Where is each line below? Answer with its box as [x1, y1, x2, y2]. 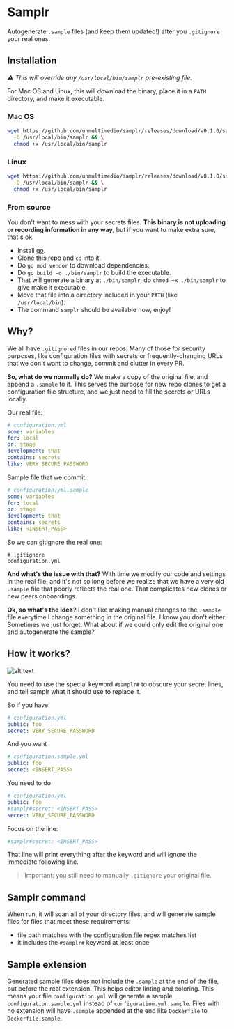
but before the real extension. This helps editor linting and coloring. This [7, 984, 214, 993]
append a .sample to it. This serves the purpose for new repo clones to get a [7, 380, 226, 388]
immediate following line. [7, 858, 79, 866]
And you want [7, 740, 47, 748]
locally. [7, 394, 28, 403]
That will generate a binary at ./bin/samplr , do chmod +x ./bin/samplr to [17, 276, 226, 284]
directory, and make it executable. [7, 94, 105, 102]
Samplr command [7, 891, 86, 903]
